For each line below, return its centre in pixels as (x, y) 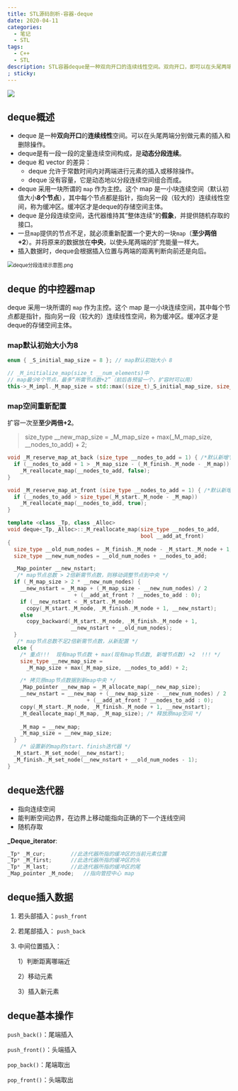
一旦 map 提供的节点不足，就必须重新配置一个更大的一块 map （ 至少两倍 (117, 233)
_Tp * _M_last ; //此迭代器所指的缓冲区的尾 (74, 867)
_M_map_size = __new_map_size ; (66, 733)
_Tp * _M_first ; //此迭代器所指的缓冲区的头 (74, 860)
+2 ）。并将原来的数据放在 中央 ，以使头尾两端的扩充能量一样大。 (110, 242)
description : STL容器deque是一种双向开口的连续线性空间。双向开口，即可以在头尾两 (117, 67)
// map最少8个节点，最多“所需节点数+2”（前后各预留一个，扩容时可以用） (101, 380)
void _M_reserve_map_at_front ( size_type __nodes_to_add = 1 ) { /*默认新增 (119, 490)
